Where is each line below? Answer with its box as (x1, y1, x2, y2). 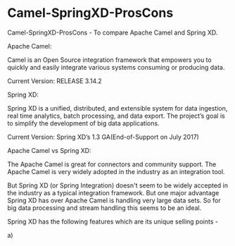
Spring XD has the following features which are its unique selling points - (7, 217, 218, 226)
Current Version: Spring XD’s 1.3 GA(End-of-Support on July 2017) (7, 133, 199, 141)
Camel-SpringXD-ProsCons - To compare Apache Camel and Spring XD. (7, 28, 218, 37)
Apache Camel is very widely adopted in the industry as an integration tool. (7, 167, 225, 176)
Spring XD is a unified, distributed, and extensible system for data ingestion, (7, 104, 228, 112)
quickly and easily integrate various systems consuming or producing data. (7, 63, 225, 71)
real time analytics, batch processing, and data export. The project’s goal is (7, 111, 225, 120)
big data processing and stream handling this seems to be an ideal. (7, 203, 202, 212)
